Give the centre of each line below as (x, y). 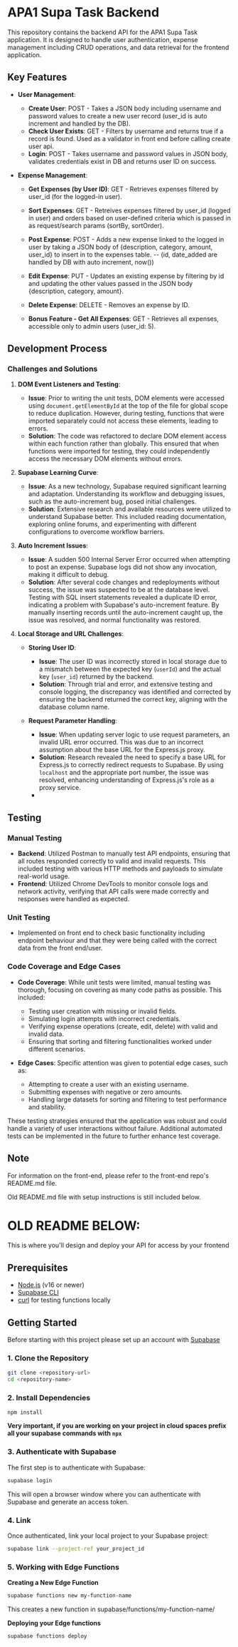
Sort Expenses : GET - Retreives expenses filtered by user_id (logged (129, 210)
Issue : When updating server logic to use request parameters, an (134, 734)
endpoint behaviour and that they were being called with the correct (117, 940)
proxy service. (60, 788)
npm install (25, 1412)
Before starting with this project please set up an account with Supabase (114, 1340)
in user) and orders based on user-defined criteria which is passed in (129, 217)
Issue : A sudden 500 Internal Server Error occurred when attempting (129, 560)
